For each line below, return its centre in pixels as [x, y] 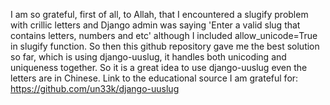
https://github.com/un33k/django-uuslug [95, 88]
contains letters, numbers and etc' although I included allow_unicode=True [164, 35]
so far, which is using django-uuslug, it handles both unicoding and [148, 57]
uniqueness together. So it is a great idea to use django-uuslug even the [159, 67]
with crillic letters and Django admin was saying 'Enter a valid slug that [155, 25]
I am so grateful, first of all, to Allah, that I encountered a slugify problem [159, 14]
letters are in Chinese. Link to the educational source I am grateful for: [154, 78]
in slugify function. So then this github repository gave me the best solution [165, 46]
